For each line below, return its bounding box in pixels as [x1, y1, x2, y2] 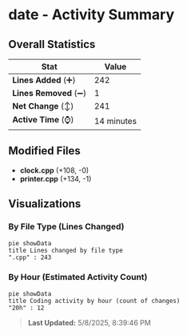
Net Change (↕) [12, 101, 74, 111]
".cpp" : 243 [8, 253, 52, 261]
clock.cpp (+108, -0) [19, 166, 90, 175]
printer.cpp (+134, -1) [19, 173, 92, 183]
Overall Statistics [8, 38, 96, 51]
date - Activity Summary [8, 6, 175, 24]
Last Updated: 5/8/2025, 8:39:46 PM [27, 317, 152, 327]
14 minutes [93, 115, 137, 126]
